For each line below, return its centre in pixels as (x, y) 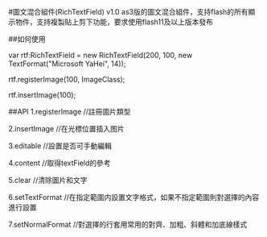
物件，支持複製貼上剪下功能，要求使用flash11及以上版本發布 (114, 22)
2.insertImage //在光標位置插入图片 (66, 129)
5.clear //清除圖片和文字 (48, 180)
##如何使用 (27, 39)
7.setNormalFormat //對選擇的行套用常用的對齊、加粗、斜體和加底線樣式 (128, 225)
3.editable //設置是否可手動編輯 (60, 146)
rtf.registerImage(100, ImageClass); (67, 79)
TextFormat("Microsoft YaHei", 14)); (67, 64)
